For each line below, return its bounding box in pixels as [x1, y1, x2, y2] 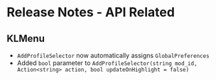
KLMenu [6, 33, 45, 45]
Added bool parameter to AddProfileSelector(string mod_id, [16, 59, 198, 67]
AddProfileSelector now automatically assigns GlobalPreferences [16, 51, 210, 59]
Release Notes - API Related [6, 4, 175, 21]
